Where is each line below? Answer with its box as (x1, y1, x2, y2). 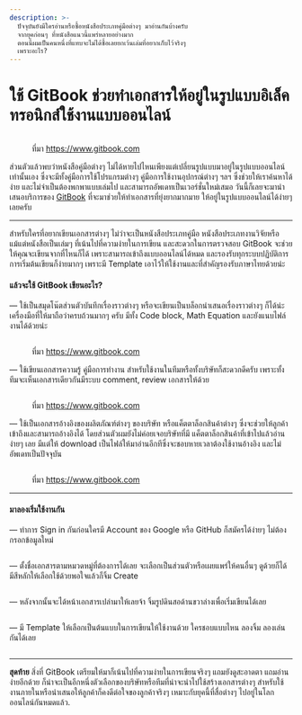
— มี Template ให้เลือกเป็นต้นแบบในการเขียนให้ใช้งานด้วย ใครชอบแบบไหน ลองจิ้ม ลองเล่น (9, 622, 286, 633)
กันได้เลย (9, 632, 36, 643)
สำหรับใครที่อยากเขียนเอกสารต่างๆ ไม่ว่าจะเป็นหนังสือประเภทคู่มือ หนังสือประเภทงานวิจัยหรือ (9, 228, 280, 239)
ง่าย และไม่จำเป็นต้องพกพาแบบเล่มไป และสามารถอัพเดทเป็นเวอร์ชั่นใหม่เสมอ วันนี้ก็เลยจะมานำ (9, 182, 286, 192)
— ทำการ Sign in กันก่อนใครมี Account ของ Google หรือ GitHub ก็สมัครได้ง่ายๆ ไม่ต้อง (9, 524, 288, 535)
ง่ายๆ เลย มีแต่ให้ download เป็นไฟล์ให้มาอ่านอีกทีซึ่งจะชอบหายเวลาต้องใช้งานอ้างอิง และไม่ (9, 438, 281, 450)
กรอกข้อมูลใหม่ (9, 534, 54, 545)
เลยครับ (9, 201, 32, 212)
